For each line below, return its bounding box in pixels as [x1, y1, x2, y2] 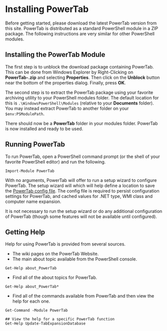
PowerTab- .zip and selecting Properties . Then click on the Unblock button [5, 74, 160, 80]
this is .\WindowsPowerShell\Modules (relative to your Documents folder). [5, 100, 155, 106]
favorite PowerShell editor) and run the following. [5, 158, 106, 164]
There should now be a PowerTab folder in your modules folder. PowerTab [5, 120, 158, 126]
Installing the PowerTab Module [5, 50, 106, 59]
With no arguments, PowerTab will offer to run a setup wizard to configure [5, 177, 157, 183]
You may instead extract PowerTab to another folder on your [5, 105, 129, 111]
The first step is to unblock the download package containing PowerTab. [5, 63, 154, 69]
